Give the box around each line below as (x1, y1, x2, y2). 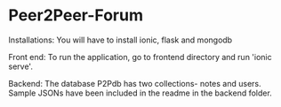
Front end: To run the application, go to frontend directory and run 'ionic (8, 51, 272, 62)
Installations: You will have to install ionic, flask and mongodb (8, 34, 233, 45)
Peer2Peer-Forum (8, 5, 144, 26)
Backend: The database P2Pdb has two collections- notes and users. (8, 78, 261, 88)
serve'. (8, 61, 33, 72)
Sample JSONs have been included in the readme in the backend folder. (8, 88, 272, 98)
